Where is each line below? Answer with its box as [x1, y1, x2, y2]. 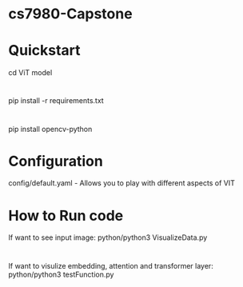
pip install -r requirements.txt [8, 96, 104, 106]
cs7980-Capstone [8, 5, 133, 23]
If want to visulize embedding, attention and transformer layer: [8, 261, 213, 270]
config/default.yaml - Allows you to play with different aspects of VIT [8, 178, 236, 188]
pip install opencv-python [8, 124, 93, 134]
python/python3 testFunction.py [8, 269, 114, 279]
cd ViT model [8, 68, 53, 78]
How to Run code [8, 206, 124, 225]
